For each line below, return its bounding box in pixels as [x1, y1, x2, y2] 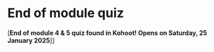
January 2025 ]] [7, 36, 55, 44]
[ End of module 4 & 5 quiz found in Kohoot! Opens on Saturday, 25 [7, 28, 208, 37]
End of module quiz [7, 5, 125, 21]
